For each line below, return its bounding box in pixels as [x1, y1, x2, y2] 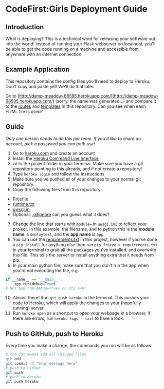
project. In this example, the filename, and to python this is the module [12, 226, 155, 232]
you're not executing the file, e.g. [12, 267, 79, 273]
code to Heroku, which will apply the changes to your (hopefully [12, 300, 142, 306]
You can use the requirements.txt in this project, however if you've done [12, 236, 157, 242]
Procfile [12, 196, 29, 202]
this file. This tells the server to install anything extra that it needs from [12, 252, 154, 258]
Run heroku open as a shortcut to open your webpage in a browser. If [12, 311, 151, 316]
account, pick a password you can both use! [5, 140, 95, 147]
